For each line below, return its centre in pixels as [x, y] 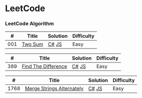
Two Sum [32, 44]
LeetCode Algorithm [30, 24]
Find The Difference [44, 66]
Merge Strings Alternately [54, 89]
